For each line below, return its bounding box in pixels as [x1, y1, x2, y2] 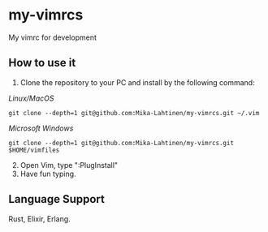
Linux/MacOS [8, 93, 54, 103]
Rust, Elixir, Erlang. [8, 213, 71, 224]
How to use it [8, 56, 76, 70]
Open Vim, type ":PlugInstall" [19, 160, 119, 170]
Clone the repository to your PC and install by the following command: [19, 77, 255, 87]
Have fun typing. [19, 169, 76, 178]
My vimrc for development [8, 32, 97, 42]
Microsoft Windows [8, 123, 74, 133]
